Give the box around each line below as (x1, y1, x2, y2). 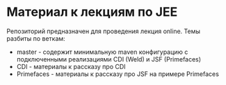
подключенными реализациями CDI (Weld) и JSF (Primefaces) (16, 55, 202, 63)
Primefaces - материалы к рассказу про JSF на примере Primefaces (16, 70, 220, 78)
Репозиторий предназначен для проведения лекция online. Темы (6, 27, 201, 35)
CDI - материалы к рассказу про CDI (16, 62, 126, 70)
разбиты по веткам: (6, 34, 65, 42)
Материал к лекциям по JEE (6, 4, 178, 20)
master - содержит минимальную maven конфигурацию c (16, 48, 188, 56)
